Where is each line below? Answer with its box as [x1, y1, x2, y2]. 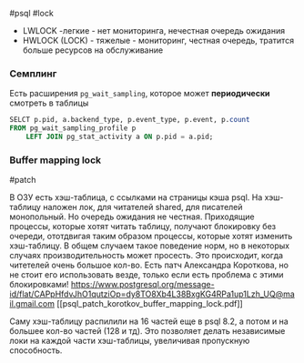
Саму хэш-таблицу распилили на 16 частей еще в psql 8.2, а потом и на [9, 316, 289, 327]
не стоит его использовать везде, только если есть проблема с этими [9, 269, 284, 280]
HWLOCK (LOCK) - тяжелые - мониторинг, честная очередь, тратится [22, 35, 294, 45]
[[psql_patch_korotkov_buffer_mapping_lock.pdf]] [56, 298, 243, 309]
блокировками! [9, 279, 70, 290]
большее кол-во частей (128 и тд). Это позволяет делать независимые [9, 326, 286, 337]
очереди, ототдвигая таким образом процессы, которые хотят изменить [9, 231, 293, 242]
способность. [9, 345, 63, 356]
